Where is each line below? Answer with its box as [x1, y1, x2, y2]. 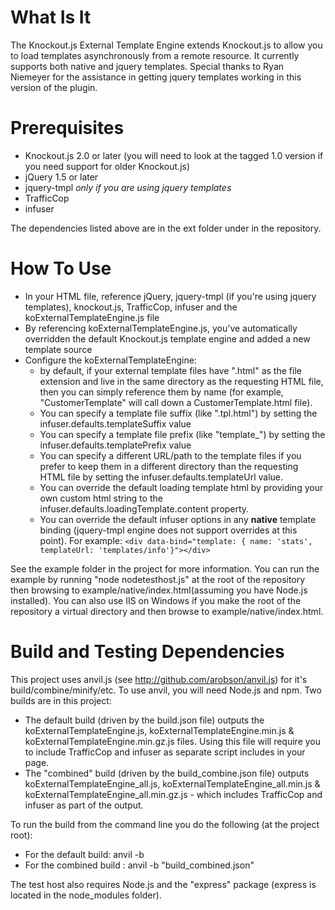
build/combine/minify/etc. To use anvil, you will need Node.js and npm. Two [10, 684, 322, 696]
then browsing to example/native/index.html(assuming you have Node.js [10, 584, 308, 596]
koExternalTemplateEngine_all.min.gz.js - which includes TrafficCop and [24, 788, 323, 800]
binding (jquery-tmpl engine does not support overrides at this [39, 524, 298, 536]
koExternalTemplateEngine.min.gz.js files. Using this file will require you [24, 735, 321, 747]
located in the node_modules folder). [10, 889, 162, 901]
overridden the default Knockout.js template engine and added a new [24, 332, 311, 345]
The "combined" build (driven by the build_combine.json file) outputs [24, 767, 310, 779]
